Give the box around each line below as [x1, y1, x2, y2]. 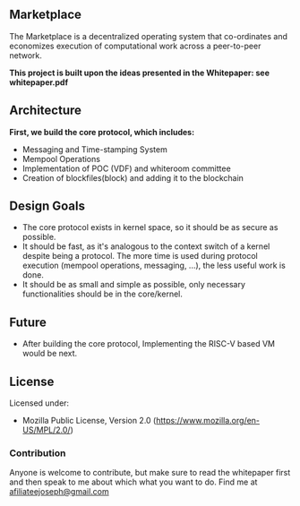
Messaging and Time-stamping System [21, 143, 167, 155]
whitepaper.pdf [9, 76, 69, 88]
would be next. [21, 348, 78, 359]
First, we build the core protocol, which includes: [9, 126, 195, 137]
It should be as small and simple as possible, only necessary [21, 279, 246, 290]
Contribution [9, 447, 66, 459]
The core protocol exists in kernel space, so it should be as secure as [21, 222, 279, 233]
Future [9, 314, 47, 330]
